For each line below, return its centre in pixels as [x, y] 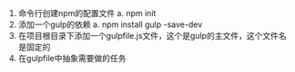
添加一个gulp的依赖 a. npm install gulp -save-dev [110, 24]
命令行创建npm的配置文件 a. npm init [87, 13]
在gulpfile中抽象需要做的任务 [72, 58]
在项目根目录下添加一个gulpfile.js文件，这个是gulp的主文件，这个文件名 [152, 36]
